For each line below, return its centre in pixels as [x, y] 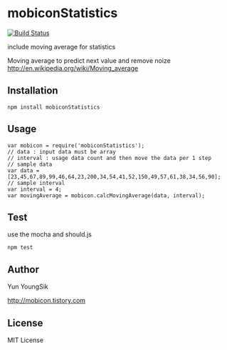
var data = [23, 170]
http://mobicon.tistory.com [47, 301]
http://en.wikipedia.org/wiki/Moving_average [73, 68]
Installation [33, 91]
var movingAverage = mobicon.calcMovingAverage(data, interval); [106, 195]
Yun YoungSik [28, 286]
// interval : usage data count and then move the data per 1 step [110, 158]
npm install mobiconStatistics [54, 107]
